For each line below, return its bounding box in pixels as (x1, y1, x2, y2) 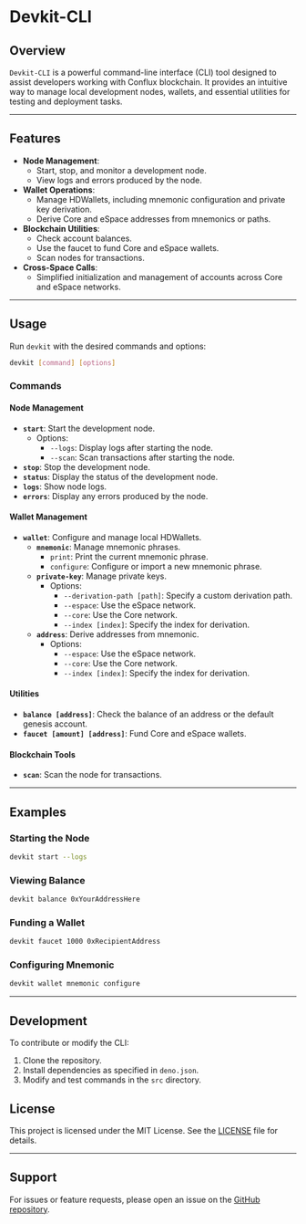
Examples (9, 804, 66, 820)
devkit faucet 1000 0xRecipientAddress (9, 937, 161, 947)
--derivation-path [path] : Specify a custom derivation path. (63, 590, 293, 601)
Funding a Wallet (9, 915, 86, 928)
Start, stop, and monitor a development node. (36, 164, 207, 175)
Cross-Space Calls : (22, 262, 98, 273)
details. (9, 1135, 37, 1146)
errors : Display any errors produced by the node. (22, 490, 209, 501)
